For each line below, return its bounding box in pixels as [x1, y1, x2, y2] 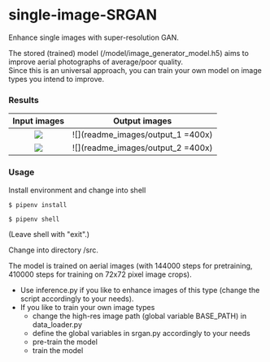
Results [8, 94, 39, 106]
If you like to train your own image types [20, 302, 155, 312]
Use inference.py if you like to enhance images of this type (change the [20, 285, 260, 295]
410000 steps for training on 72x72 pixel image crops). [8, 269, 193, 279]
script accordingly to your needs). [20, 294, 134, 304]
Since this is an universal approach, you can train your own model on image [8, 65, 262, 75]
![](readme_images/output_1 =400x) [72, 129, 213, 140]
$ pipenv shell [8, 215, 60, 223]
